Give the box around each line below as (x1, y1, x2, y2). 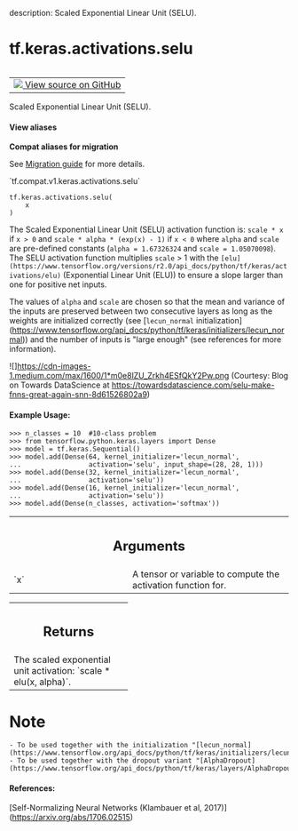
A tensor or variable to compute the (132, 568, 280, 580)
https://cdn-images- (17, 361, 91, 372)
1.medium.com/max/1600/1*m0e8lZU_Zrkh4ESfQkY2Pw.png (9, 371, 230, 381)
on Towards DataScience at (9, 380, 110, 390)
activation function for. (132, 579, 227, 591)
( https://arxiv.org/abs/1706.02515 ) (9, 812, 134, 823)
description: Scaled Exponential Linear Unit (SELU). (9, 8, 197, 18)
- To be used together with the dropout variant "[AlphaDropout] (9, 756, 255, 765)
